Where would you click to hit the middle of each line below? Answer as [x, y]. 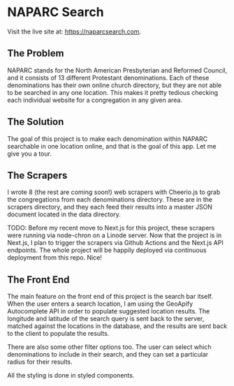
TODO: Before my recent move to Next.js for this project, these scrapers [111, 228]
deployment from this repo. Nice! [55, 258]
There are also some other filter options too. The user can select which [109, 347]
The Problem [36, 53]
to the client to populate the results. [58, 334]
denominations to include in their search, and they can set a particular [108, 355]
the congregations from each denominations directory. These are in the [110, 200]
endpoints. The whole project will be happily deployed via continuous [107, 250]
